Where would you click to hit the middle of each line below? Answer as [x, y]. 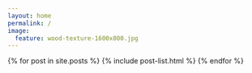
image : [19, 30]
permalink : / [30, 23]
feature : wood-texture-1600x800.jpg [77, 38]
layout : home [30, 16]
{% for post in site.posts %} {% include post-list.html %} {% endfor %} [126, 61]
